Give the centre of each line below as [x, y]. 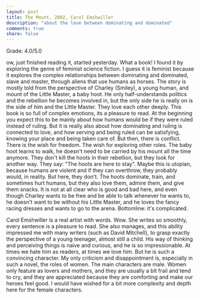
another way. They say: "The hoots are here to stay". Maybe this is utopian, [99, 164]
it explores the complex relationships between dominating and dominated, [97, 75]
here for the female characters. [45, 290]
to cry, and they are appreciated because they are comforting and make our [100, 277]
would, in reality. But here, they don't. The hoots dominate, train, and [91, 177]
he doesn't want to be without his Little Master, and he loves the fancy [93, 202]
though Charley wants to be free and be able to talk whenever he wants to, [98, 196]
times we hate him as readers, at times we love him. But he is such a [90, 252]
